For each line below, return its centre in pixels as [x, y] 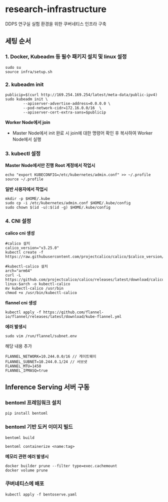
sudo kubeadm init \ [27, 99]
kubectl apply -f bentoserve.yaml [41, 494]
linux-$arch [17, 284]
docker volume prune [27, 470]
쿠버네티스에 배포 [25, 484]
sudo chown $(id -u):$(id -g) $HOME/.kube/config [58, 208]
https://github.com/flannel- [73, 312]
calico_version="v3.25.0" [32, 248]
